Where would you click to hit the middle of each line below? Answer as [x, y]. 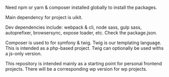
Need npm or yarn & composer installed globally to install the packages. [81, 7]
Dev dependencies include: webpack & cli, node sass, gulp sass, [73, 27]
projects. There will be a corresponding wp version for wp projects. [76, 69]
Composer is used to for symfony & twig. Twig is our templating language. [83, 43]
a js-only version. [24, 54]
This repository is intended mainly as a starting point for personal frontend [84, 63]
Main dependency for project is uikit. [44, 17]
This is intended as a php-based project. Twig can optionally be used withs [84, 48]
